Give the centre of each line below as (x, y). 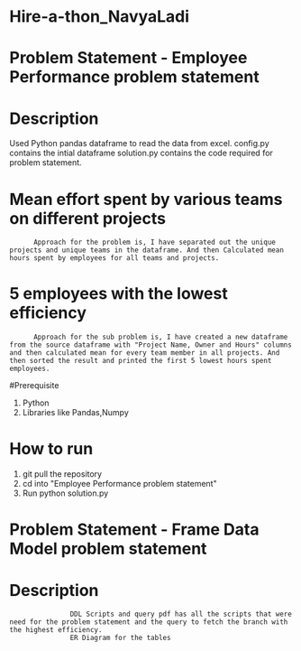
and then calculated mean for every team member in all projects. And (145, 353)
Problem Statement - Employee (128, 58)
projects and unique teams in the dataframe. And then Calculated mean (146, 250)
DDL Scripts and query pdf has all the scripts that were (181, 614)
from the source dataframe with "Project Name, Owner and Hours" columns (151, 345)
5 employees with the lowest (119, 294)
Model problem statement (108, 549)
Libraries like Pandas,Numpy (75, 413)
